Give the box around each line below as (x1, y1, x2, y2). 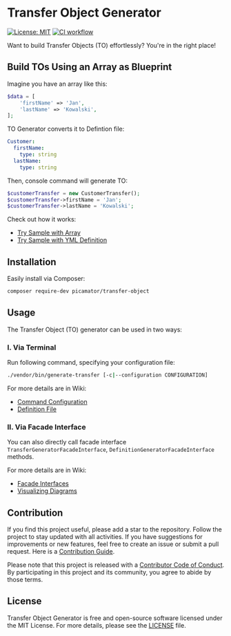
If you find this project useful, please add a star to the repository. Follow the (7, 525, 222, 534)
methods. (7, 453, 34, 461)
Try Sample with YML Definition (17, 236, 108, 244)
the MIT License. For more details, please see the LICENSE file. (7, 621, 186, 629)
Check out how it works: (7, 215, 77, 224)
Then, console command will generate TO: (7, 176, 128, 185)
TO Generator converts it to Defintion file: (7, 125, 125, 133)
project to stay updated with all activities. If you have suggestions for (7, 533, 203, 541)
